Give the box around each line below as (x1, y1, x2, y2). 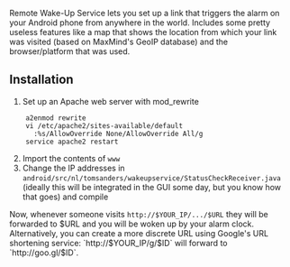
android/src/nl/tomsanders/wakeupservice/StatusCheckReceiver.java (22, 173, 281, 183)
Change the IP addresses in (22, 162, 125, 173)
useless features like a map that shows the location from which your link (9, 27, 277, 37)
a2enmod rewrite (25, 113, 87, 123)
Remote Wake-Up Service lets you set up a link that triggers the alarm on (9, 8, 280, 18)
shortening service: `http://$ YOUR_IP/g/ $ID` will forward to (9, 237, 228, 248)
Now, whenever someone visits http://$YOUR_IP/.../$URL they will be (9, 208, 268, 219)
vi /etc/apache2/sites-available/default (25, 121, 183, 130)
